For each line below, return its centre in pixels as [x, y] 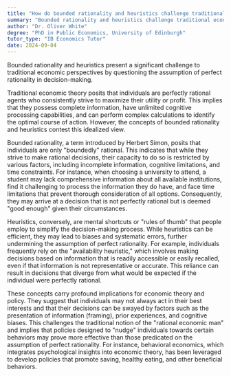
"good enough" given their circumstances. [67, 208]
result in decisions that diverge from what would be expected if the [102, 273]
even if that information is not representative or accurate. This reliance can [113, 266]
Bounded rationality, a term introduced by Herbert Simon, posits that [104, 143]
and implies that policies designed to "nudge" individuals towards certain [111, 330]
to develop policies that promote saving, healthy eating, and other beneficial [115, 359]
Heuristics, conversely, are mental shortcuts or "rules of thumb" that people [114, 222]
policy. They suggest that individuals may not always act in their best [104, 301]
